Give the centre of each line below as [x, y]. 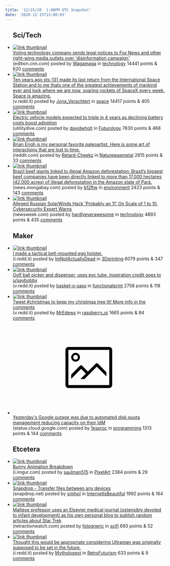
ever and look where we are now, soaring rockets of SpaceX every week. [89, 91]
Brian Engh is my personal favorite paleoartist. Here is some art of [81, 145]
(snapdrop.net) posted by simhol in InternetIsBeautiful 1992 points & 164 [88, 494]
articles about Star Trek [37, 521]
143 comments [28, 193]
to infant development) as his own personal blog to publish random [82, 515]
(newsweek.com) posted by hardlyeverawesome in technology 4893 [84, 215]
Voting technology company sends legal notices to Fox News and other [87, 53]
